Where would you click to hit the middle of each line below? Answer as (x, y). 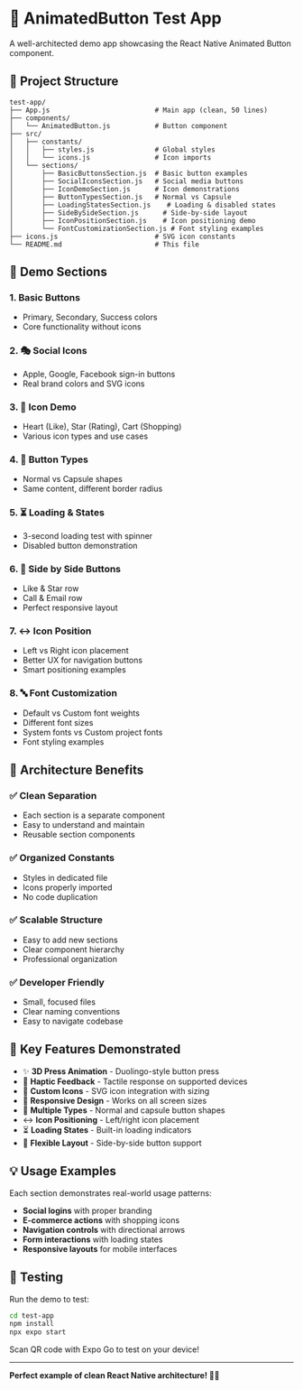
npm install (32, 1324)
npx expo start (38, 1332)
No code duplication (60, 896)
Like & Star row (50, 588)
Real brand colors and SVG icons (83, 384)
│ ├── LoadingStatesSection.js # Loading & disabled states (143, 205)
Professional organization (69, 959)
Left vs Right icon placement (75, 651)
